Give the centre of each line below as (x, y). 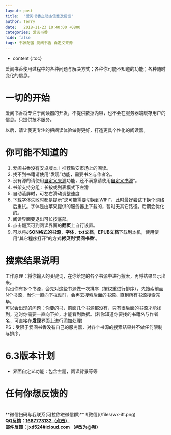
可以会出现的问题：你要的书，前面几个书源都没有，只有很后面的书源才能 (81, 308)
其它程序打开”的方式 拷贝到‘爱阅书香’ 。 (60, 238)
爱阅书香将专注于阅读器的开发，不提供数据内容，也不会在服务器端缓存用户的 (85, 113)
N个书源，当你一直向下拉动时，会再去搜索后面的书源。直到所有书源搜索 (81, 295)
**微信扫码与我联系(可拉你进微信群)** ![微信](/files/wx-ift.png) (70, 414)
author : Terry (20, 21)
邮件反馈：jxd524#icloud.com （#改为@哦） (53, 427)
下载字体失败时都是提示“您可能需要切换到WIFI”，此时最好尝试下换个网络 (88, 200)
